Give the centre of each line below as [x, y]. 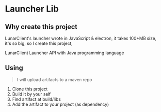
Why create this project [41, 27]
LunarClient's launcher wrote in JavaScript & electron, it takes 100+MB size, [81, 38]
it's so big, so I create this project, [39, 43]
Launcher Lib [32, 9]
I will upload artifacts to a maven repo [54, 79]
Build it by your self [31, 94]
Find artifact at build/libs [36, 99]
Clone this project [30, 89]
